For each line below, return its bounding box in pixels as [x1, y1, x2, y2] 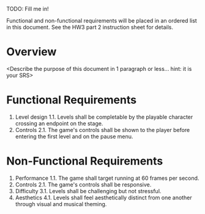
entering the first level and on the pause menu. [15, 133, 133, 140]
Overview [6, 45, 57, 59]
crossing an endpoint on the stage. [15, 119, 103, 127]
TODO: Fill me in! [6, 6, 49, 12]
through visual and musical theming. [15, 200, 107, 207]
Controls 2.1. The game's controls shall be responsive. [15, 180, 152, 188]
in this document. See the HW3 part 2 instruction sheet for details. [6, 24, 173, 31]
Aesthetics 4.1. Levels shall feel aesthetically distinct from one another [15, 194, 192, 201]
